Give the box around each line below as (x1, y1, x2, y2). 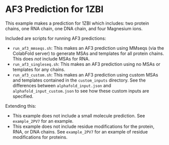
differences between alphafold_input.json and (12, 82, 111, 89)
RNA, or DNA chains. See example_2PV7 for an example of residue (12, 128, 148, 134)
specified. (12, 93, 34, 99)
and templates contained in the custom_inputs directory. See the (12, 77, 146, 83)
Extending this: (5, 103, 36, 109)
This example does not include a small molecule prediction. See (12, 112, 145, 119)
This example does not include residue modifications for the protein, (12, 123, 155, 129)
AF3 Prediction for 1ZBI (5, 4, 104, 15)
